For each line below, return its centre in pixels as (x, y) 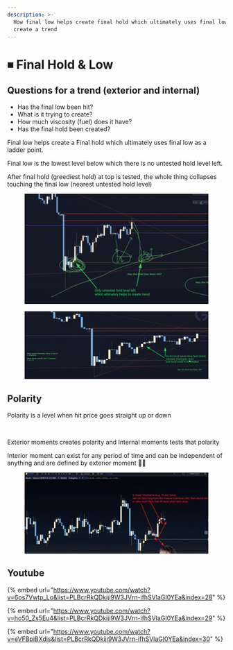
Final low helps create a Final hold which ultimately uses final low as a (107, 143)
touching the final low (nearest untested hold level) (80, 185)
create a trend (35, 29)
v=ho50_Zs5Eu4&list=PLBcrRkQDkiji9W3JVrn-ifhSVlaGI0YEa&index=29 (110, 618)
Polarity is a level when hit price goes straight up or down (89, 416)
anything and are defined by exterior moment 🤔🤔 (77, 463)
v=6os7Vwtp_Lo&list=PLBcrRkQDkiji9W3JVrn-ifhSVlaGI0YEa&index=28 (110, 597)
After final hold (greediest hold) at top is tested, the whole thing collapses (112, 177)
